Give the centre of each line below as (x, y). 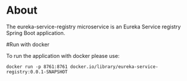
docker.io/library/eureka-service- (114, 67)
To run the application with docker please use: (63, 56)
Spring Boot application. (36, 33)
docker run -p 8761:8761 (37, 67)
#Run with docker (28, 44)
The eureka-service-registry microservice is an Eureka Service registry (93, 27)
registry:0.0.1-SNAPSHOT (37, 72)
